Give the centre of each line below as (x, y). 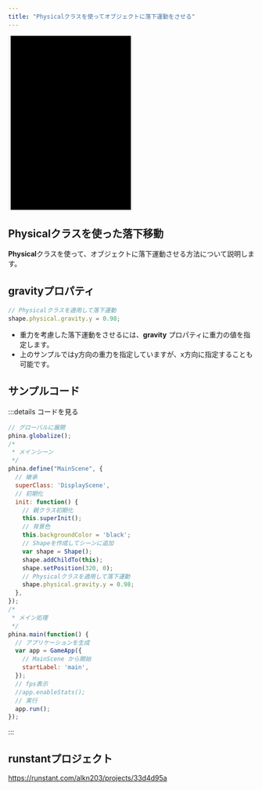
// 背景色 (36, 527)
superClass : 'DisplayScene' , (63, 485)
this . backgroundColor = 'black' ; (77, 535)
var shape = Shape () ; (57, 552)
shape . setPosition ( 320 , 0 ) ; (68, 568)
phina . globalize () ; (40, 435)
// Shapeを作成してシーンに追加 (68, 544)
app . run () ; (33, 709)
